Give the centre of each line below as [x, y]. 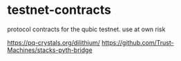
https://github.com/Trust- [137, 42]
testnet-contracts [59, 10]
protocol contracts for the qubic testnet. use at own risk [86, 29]
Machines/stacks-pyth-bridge [50, 50]
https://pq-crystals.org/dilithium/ [54, 42]
